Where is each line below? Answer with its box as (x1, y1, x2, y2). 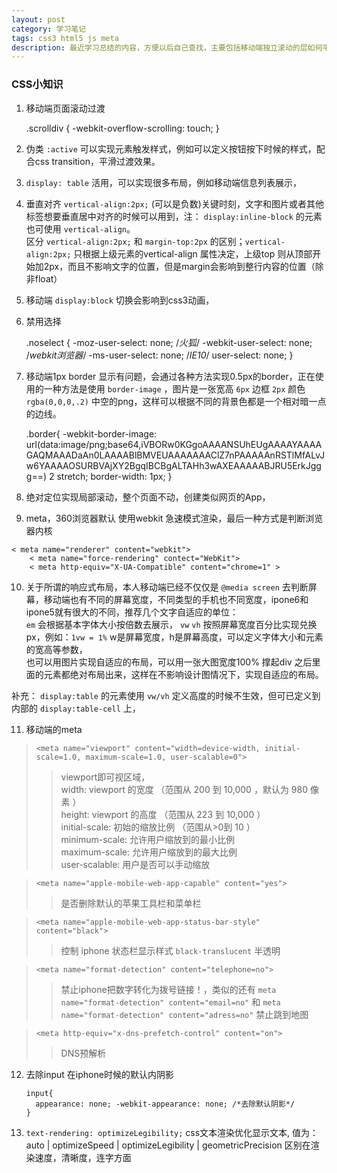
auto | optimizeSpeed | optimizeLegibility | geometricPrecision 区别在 (25, 1139, 311, 1151)
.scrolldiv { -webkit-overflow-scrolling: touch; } (25, 122, 220, 134)
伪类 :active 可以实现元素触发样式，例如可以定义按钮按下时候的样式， (25, 142, 317, 155)
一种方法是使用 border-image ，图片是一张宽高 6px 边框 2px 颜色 (43, 382, 306, 395)
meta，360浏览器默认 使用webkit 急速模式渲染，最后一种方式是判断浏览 (25, 512, 324, 524)
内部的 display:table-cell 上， (11, 702, 141, 714)
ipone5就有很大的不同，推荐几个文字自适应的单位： (25, 606, 239, 618)
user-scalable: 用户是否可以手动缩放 (60, 858, 211, 870)
